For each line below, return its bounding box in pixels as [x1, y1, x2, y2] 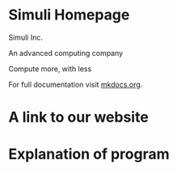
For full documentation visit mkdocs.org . [8, 79, 143, 89]
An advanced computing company [8, 48, 124, 58]
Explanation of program [8, 145, 170, 164]
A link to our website [8, 108, 150, 126]
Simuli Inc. [8, 32, 43, 42]
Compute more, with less [8, 63, 92, 74]
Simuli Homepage [8, 6, 130, 24]
